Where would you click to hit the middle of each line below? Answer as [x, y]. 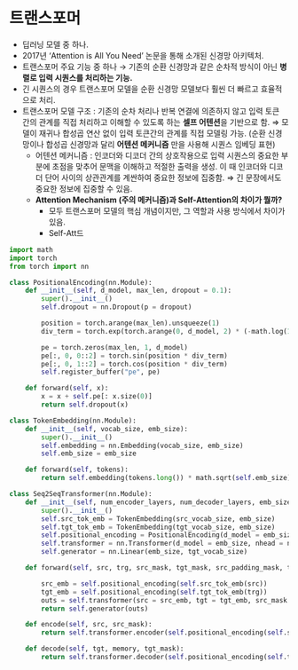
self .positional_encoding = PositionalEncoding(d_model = [150, 535]
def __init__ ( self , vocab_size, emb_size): [107, 429]
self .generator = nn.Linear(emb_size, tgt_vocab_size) [145, 552]
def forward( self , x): [67, 388]
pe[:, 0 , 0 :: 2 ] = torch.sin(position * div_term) [134, 356]
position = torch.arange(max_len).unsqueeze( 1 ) [130, 323]
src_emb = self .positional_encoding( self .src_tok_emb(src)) [154, 583]
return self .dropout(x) [85, 405]
